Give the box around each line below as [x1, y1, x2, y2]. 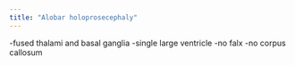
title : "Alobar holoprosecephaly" [9, 12, 139, 22]
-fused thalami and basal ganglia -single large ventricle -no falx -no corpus [9, 37, 286, 48]
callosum [9, 46, 43, 58]
